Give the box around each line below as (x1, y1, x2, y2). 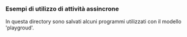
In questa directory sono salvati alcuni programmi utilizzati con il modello (5, 18, 182, 25)
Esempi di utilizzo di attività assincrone (5, 5, 120, 13)
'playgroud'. (5, 24, 35, 31)
